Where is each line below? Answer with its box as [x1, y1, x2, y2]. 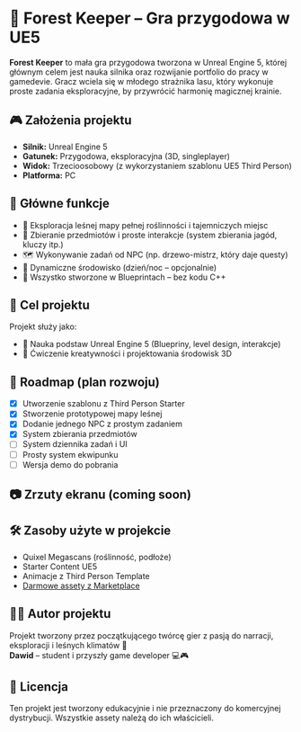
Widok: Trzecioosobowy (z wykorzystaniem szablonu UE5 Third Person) [22, 160, 292, 171]
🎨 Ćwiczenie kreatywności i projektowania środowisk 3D [22, 348, 232, 359]
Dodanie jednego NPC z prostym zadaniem [22, 418, 182, 430]
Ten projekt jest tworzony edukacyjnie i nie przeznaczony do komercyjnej [9, 703, 281, 714]
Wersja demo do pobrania [22, 459, 119, 470]
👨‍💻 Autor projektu [9, 606, 111, 621]
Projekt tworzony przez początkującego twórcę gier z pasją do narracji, [9, 629, 274, 641]
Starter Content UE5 [22, 561, 98, 572]
